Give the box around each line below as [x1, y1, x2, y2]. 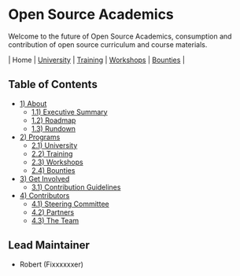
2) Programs [19, 132, 61, 142]
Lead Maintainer [8, 238, 90, 252]
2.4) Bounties [31, 165, 76, 175]
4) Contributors [19, 190, 70, 200]
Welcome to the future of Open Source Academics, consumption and [8, 31, 232, 41]
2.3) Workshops [31, 157, 84, 167]
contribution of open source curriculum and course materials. [8, 39, 208, 49]
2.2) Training [31, 149, 73, 158]
